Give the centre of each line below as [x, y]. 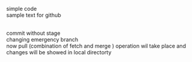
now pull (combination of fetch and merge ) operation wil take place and [96, 46]
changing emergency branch [42, 39]
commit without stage [33, 33]
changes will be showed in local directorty [59, 52]
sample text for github [34, 15]
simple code [22, 9]
